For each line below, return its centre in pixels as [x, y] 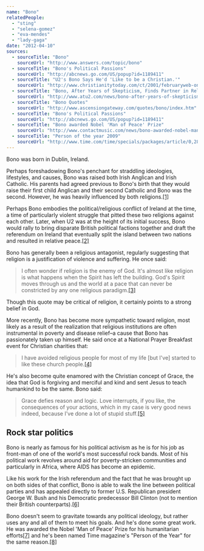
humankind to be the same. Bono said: [54, 389]
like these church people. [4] [56, 364]
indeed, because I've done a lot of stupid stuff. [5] [83, 413]
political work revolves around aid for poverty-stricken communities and [96, 460]
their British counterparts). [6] [43, 504]
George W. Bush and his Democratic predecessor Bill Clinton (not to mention [102, 498]
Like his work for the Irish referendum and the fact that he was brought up [99, 478]
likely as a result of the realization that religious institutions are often [92, 326]
